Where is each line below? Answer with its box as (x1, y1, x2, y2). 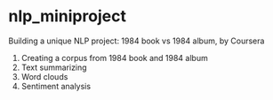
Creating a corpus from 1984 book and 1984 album (20, 52, 208, 63)
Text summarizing (20, 62, 87, 73)
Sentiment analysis (20, 81, 91, 91)
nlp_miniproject (8, 6, 126, 27)
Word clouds (20, 71, 68, 81)
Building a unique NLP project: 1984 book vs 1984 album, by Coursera (8, 35, 265, 46)
